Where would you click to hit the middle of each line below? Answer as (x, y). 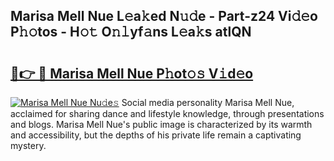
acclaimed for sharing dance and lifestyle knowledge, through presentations (167, 113)
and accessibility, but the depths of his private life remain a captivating (156, 135)
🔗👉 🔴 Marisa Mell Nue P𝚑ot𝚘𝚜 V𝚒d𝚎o (132, 73)
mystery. (28, 145)
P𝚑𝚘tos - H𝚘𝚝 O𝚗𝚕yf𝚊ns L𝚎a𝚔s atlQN (131, 32)
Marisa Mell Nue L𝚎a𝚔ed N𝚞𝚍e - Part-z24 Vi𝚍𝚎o (164, 16)
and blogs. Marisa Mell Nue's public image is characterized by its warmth (161, 124)
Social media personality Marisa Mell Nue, (208, 102)
